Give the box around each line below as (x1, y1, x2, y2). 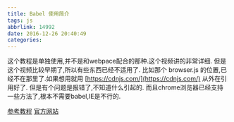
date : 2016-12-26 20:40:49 (7, 30, 87, 37)
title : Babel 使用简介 (7, 10, 70, 18)
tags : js (7, 17, 33, 24)
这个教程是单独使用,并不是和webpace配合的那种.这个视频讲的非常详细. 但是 (7, 57, 227, 66)
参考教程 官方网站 (7, 107, 58, 116)
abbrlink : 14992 (7, 23, 55, 30)
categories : (7, 37, 42, 44)
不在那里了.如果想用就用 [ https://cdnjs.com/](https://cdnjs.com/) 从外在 (13, 75, 221, 83)
